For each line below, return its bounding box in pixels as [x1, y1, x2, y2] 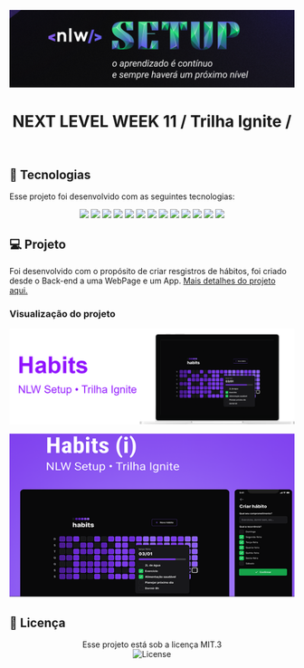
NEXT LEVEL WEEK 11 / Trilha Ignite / [12, 110, 292, 131]
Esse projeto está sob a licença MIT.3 [81, 639, 223, 650]
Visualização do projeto [9, 307, 116, 320]
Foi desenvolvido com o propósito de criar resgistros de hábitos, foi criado [9, 265, 287, 276]
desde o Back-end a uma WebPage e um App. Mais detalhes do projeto [9, 275, 276, 286]
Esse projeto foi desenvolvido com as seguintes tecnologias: [9, 191, 235, 202]
